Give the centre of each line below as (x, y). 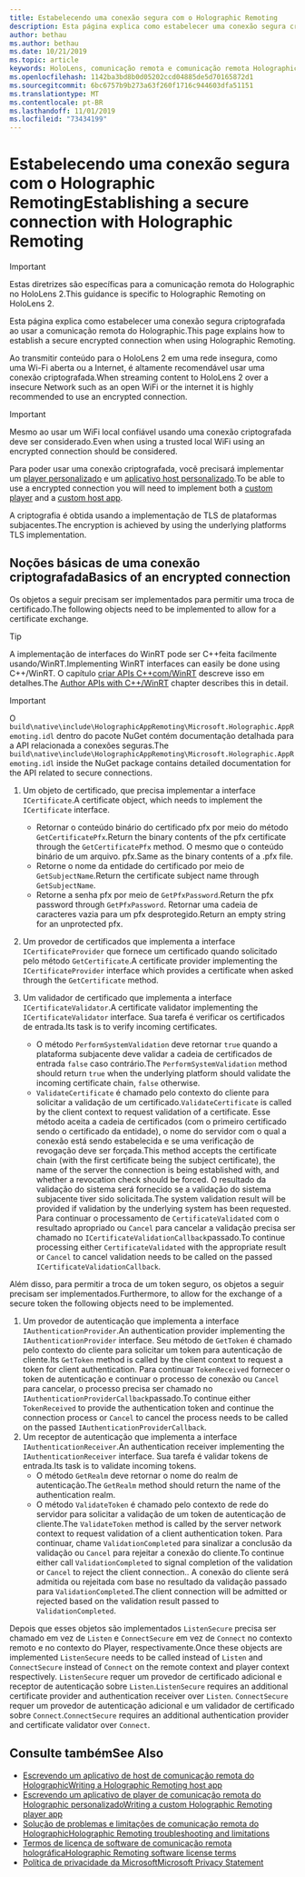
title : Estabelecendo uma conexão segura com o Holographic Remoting (144, 18)
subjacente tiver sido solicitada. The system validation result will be (161, 1198)
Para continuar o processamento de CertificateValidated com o (157, 1218)
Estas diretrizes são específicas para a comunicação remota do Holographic (152, 285)
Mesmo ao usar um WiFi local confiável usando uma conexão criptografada (151, 432)
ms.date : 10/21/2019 (49, 52)
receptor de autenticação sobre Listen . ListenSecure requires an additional (149, 1686)
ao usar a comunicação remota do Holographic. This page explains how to (148, 331)
